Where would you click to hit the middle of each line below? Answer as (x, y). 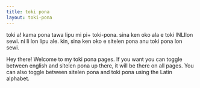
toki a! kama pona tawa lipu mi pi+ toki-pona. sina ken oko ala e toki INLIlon (100, 34)
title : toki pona (28, 12)
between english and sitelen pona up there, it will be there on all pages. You (100, 65)
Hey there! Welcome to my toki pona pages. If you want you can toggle (94, 59)
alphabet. (18, 78)
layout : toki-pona (29, 17)
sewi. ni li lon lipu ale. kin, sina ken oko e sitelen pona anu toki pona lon (94, 41)
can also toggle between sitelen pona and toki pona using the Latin (89, 72)
